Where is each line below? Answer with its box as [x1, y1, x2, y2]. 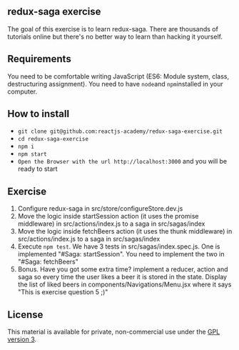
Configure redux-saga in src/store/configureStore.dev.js [17, 204, 183, 213]
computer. [7, 87, 38, 96]
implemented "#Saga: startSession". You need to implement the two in [17, 250, 225, 259]
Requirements [7, 53, 71, 65]
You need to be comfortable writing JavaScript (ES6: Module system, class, [7, 71, 230, 81]
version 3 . [7, 335, 37, 344]
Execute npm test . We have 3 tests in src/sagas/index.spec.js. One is [17, 242, 220, 251]
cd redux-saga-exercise [17, 136, 89, 143]
